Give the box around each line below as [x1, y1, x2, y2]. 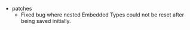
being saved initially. [20, 18, 71, 24]
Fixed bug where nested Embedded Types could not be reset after [20, 11, 185, 18]
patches [11, 5, 32, 12]
